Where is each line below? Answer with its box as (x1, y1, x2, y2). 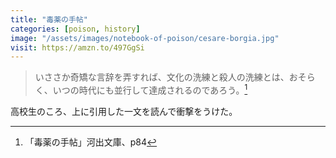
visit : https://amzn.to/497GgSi (10, 42, 145, 53)
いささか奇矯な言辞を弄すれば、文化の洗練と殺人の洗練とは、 (34, 71, 290, 83)
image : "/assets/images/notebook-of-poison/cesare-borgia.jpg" (10, 33, 280, 43)
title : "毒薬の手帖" (10, 14, 88, 25)
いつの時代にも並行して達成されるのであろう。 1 (52, 82, 248, 96)
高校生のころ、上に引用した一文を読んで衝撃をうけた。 (10, 105, 238, 117)
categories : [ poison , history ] (10, 24, 141, 34)
